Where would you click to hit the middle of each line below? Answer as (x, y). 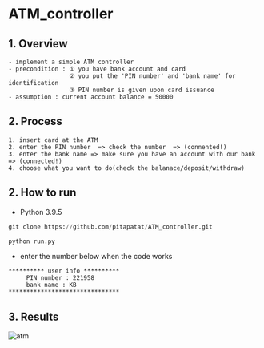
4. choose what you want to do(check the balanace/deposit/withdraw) (127, 168)
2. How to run (42, 193)
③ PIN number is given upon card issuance (142, 90)
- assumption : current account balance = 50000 (91, 97)
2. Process (35, 121)
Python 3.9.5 (41, 212)
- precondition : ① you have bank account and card (97, 69)
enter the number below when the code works (96, 257)
